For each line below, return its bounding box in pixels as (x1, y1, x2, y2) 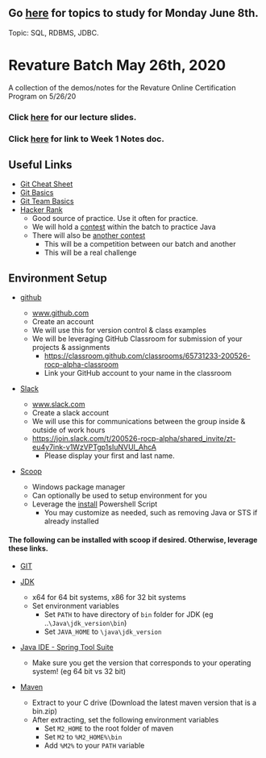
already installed (44, 516, 99, 527)
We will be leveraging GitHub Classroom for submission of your (31, 334, 243, 344)
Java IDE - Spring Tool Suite (19, 643, 114, 652)
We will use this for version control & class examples (31, 326, 207, 335)
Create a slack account (31, 408, 110, 418)
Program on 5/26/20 (8, 91, 77, 101)
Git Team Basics (19, 197, 74, 206)
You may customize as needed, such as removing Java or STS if (44, 508, 258, 518)
